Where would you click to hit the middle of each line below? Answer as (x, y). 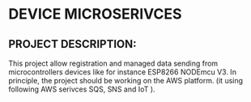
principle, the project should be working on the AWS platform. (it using (126, 81)
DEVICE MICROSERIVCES (95, 14)
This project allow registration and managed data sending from (113, 63)
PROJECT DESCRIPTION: (72, 44)
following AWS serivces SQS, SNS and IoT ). (82, 89)
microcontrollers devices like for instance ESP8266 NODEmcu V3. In (123, 72)
